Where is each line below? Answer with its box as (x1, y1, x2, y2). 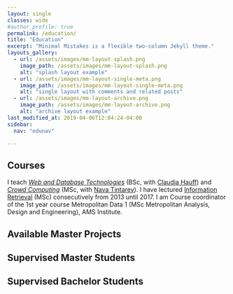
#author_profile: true (7, 23, 73, 30)
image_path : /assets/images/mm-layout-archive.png (20, 101, 171, 108)
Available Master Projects (7, 228, 122, 240)
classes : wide (7, 17, 49, 24)
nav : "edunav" (13, 127, 55, 134)
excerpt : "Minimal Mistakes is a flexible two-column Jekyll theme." (7, 43, 215, 50)
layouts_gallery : (7, 50, 58, 57)
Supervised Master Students (7, 251, 135, 263)
